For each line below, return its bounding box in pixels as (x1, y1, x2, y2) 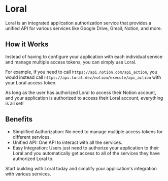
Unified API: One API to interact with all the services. (12, 139, 123, 145)
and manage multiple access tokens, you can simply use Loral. (5, 59, 137, 65)
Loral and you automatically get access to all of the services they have (12, 150, 160, 156)
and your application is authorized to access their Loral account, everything (5, 95, 163, 101)
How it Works (5, 40, 49, 49)
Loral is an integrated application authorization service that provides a (5, 20, 151, 26)
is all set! (5, 100, 24, 106)
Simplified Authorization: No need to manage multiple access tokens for (12, 128, 163, 135)
